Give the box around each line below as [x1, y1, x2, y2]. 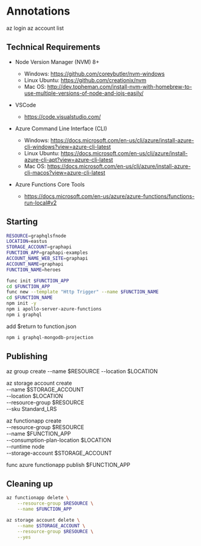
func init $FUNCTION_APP [6, 278, 69, 284]
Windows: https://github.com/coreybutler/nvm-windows [24, 70, 165, 77]
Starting [6, 217, 38, 227]
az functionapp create [6, 417, 62, 424]
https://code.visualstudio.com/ [24, 113, 101, 120]
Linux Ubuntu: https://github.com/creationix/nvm [24, 76, 147, 83]
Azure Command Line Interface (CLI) [15, 125, 107, 132]
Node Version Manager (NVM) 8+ [15, 58, 100, 65]
